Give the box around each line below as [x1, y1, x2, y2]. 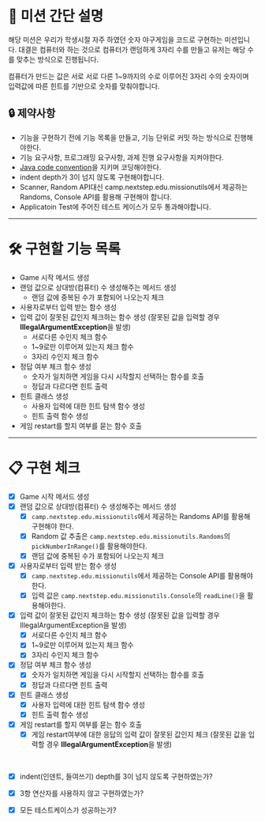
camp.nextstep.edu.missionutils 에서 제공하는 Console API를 [31, 571, 226, 580]
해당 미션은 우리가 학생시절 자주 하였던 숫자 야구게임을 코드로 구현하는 [8, 35, 223, 44]
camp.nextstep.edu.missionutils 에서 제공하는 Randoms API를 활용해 [31, 511, 251, 521]
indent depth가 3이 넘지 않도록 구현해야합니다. [19, 172, 164, 182]
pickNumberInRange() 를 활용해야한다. [31, 541, 147, 551]
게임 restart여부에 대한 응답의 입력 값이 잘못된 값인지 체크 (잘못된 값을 [31, 729, 247, 739]
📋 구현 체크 [8, 459, 80, 477]
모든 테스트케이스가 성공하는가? [19, 805, 117, 815]
